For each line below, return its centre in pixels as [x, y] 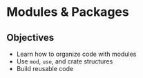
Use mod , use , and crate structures [65, 61]
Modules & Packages [68, 12]
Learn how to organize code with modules [76, 54]
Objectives [30, 38]
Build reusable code [45, 69]
